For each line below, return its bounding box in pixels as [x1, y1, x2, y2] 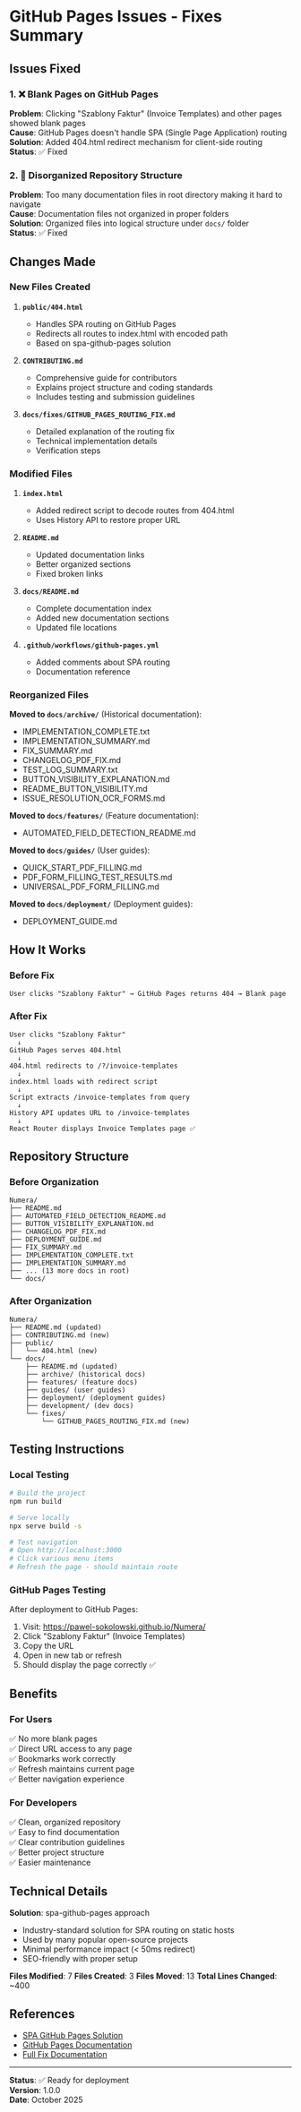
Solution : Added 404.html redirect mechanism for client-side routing [9, 136, 262, 147]
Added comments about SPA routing [35, 657, 170, 668]
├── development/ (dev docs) [25, 1402, 134, 1411]
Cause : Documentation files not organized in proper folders [9, 209, 229, 219]
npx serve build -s [9, 1521, 82, 1531]
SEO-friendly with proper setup [21, 1953, 139, 1964]
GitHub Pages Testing [9, 1584, 106, 1596]
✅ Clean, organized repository [9, 1816, 121, 1828]
